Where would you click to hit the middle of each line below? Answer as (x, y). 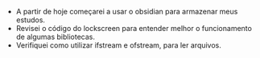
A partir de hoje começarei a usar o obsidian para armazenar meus (127, 12)
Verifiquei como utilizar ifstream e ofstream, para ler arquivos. (118, 45)
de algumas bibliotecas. (55, 37)
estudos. (31, 20)
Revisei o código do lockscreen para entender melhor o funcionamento (134, 28)
